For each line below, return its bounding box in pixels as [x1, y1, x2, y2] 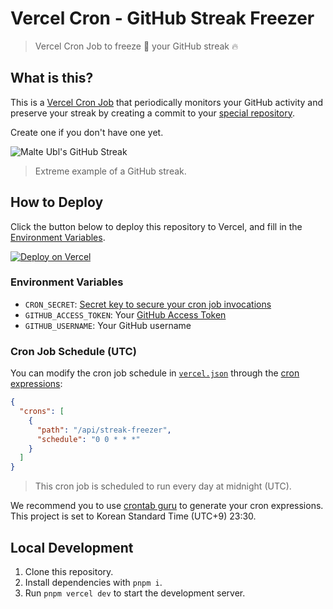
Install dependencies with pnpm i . [24, 576, 163, 588]
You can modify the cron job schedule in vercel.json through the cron [10, 367, 300, 379]
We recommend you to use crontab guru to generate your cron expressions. [10, 500, 324, 512]
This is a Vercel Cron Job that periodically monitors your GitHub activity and [10, 96, 324, 108]
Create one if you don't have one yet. [10, 126, 164, 138]
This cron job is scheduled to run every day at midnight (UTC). [34, 480, 292, 492]
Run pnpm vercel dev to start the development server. [24, 587, 246, 599]
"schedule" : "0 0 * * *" [36, 434, 141, 444]
